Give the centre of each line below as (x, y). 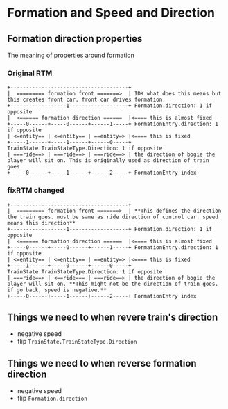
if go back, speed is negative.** (57, 290)
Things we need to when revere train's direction (113, 317)
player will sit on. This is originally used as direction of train (108, 161)
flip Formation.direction (52, 399)
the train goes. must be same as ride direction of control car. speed (113, 217)
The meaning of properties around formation (71, 55)
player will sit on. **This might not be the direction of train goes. (113, 284)
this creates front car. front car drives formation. (87, 100)
